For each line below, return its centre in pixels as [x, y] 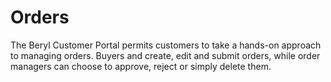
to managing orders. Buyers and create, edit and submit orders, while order [165, 55]
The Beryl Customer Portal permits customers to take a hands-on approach [166, 45]
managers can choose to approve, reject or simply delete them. [141, 66]
